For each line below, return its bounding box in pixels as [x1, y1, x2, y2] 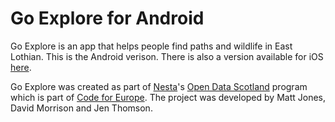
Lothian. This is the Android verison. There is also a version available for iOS [10, 50, 324, 62]
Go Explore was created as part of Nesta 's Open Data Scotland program [10, 80, 308, 92]
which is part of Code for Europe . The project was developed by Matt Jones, [10, 91, 326, 103]
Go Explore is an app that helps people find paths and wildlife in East [10, 40, 293, 52]
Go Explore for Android [10, 7, 205, 30]
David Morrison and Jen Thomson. [10, 102, 153, 114]
